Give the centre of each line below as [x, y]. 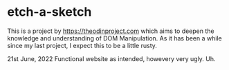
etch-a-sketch [49, 12]
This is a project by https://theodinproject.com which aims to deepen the [111, 31]
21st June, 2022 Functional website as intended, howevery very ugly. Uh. [111, 58]
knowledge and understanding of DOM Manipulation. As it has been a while [115, 38]
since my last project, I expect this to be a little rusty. [82, 45]
